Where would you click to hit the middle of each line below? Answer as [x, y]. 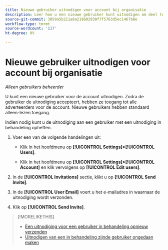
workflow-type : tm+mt [28, 24]
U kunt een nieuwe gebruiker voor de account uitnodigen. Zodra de [74, 96]
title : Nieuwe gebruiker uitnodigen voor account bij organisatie [76, 10]
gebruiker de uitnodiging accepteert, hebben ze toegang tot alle [71, 102]
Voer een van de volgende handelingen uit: [57, 137]
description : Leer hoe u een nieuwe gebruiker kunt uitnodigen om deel [81, 15]
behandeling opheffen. [28, 127]
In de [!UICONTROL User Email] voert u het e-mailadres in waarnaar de [86, 192]
